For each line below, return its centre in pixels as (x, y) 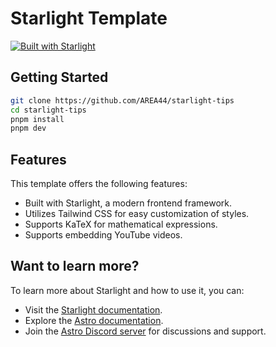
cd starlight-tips (48, 110)
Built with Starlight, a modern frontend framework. (128, 203)
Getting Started (59, 77)
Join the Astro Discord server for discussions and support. (145, 331)
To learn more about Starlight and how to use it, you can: (127, 290)
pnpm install (37, 119)
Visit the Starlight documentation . (93, 309)
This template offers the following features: (99, 184)
